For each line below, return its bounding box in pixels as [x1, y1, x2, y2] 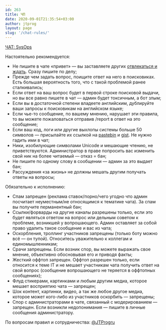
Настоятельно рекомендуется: [5, 54, 70, 60]
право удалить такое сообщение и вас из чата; [12, 225, 112, 231]
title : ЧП [5, 12, 26, 17]
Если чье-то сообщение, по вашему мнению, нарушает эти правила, [12, 111, 159, 117]
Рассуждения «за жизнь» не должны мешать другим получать [12, 169, 146, 174]
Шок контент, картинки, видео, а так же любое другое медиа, [12, 289, 144, 294]
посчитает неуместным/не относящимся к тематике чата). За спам [12, 199, 156, 204]
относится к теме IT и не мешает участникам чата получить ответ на [12, 262, 160, 268]
